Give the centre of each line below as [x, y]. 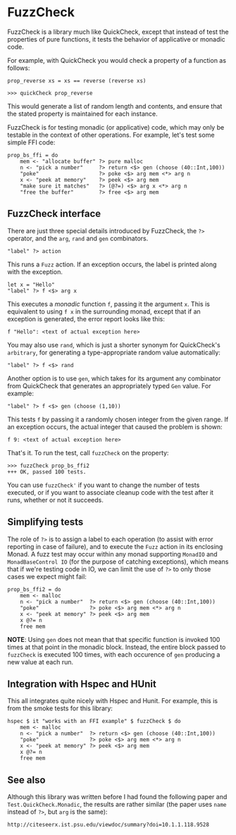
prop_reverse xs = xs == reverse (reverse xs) [77, 81]
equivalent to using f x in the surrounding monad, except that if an [104, 311]
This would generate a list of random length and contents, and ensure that [115, 106]
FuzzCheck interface [54, 214]
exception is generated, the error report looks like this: [86, 318]
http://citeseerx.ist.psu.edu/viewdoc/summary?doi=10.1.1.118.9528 [108, 825]
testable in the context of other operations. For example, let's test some [111, 135]
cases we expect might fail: [47, 576]
